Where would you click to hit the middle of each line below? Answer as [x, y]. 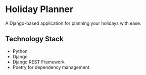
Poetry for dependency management [51, 67]
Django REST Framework [38, 62]
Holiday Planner [39, 9]
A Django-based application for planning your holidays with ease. [73, 23]
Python [20, 51]
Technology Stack [34, 39]
